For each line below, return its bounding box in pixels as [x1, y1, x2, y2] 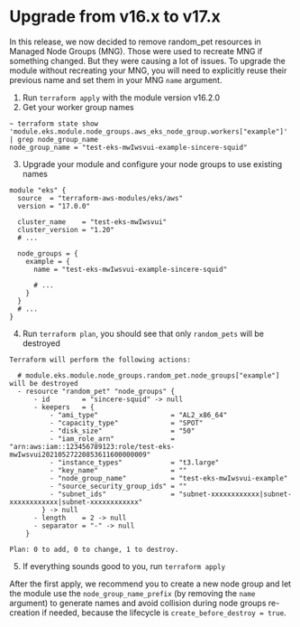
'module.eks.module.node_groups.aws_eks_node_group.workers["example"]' [9, 126, 288, 136]
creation [9, 607, 41, 618]
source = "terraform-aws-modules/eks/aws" [17, 193, 183, 202]
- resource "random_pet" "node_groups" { [17, 387, 176, 396]
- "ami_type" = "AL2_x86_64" [49, 410, 228, 419]
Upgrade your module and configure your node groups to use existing [22, 158, 283, 169]
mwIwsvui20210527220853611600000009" [9, 450, 151, 459]
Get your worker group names [22, 101, 134, 112]
